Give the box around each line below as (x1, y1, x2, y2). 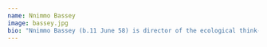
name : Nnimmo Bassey (7, 11, 77, 20)
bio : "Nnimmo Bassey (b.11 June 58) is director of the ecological (7, 26, 237, 34)
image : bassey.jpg (7, 19, 69, 27)
